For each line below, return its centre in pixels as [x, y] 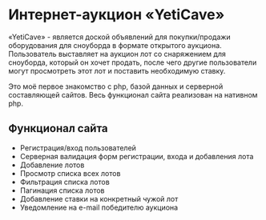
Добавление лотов [52, 165]
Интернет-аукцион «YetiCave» [117, 15]
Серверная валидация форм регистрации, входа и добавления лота [137, 156]
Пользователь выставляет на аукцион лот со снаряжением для [117, 54]
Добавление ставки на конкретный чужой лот [99, 198]
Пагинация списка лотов [62, 190]
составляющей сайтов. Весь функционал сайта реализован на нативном [133, 94]
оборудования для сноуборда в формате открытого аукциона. [115, 45]
